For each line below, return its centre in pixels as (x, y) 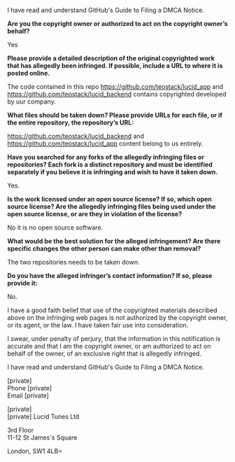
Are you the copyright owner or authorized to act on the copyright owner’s (117, 23)
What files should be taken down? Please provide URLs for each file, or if (115, 115)
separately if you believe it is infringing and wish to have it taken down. (113, 172)
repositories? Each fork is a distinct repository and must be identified (110, 164)
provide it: (22, 283)
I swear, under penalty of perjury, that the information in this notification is (114, 338)
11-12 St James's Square (42, 437)
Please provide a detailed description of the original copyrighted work (111, 58)
